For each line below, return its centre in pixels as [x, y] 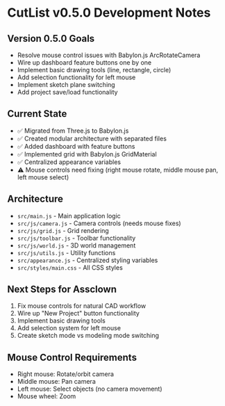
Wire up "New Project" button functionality [78, 314]
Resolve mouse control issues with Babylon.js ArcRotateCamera [109, 55]
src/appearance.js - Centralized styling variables [87, 260]
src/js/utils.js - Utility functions [66, 252]
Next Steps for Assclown [62, 290]
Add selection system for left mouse [69, 328]
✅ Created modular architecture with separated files [92, 138]
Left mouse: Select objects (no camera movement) [90, 389]
